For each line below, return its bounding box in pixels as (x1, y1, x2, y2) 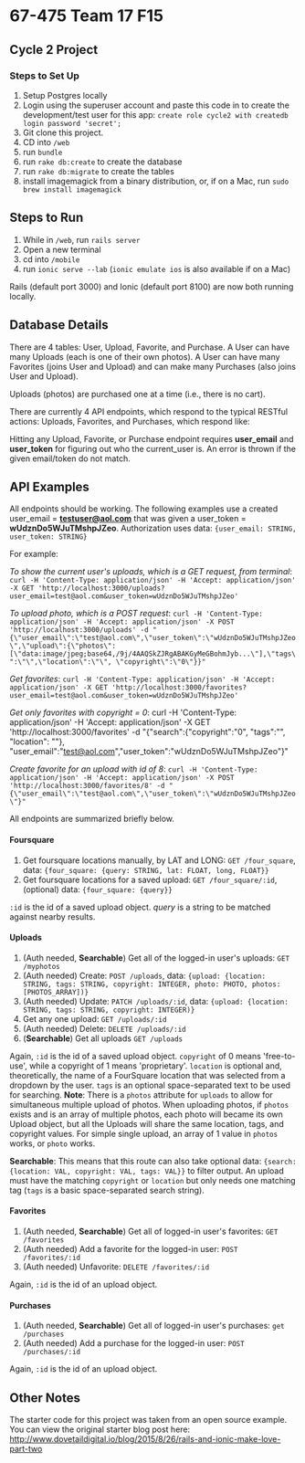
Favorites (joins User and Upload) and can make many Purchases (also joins (9, 361, 297, 372)
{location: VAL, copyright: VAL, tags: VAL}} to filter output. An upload (9, 1165, 285, 1176)
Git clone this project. (22, 127, 104, 138)
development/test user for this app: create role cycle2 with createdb (22, 109, 289, 120)
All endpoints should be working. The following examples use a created (9, 503, 279, 514)
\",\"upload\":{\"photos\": (9, 641, 117, 651)
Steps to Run (9, 210, 84, 226)
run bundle (22, 146, 63, 157)
